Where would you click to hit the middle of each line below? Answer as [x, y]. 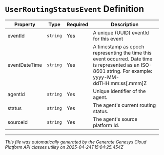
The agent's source [115, 119]
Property [25, 24]
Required [78, 24]
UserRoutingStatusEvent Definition [75, 9]
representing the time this [122, 53]
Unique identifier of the [119, 91]
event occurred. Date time [123, 58]
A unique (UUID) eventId [121, 33]
